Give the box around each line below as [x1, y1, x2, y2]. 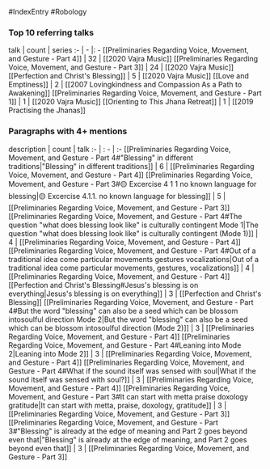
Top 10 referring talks [8, 27, 95, 38]
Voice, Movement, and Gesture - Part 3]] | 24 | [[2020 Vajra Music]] [8, 62, 234, 72]
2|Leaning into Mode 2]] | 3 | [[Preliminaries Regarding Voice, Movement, [8, 349, 252, 358]
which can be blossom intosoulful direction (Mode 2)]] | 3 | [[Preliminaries [8, 323, 255, 332]
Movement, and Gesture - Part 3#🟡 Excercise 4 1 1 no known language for [8, 179, 257, 188]
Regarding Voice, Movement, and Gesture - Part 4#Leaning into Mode [8, 340, 242, 350]
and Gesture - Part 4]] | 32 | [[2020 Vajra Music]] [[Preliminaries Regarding [8, 54, 259, 64]
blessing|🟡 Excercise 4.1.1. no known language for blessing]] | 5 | [8, 191, 226, 201]
